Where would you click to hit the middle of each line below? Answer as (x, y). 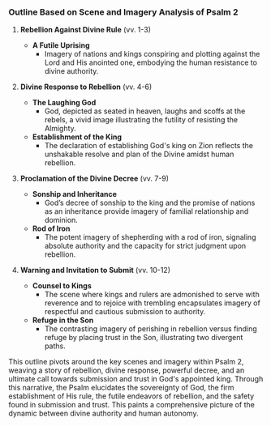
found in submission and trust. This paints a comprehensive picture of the (132, 405)
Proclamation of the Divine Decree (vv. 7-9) (94, 179)
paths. (55, 346)
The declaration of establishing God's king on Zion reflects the (149, 146)
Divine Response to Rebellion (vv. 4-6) (86, 87)
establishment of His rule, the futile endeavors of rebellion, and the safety (131, 396)
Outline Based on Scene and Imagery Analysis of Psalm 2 (123, 12)
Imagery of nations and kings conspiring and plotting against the (152, 54)
